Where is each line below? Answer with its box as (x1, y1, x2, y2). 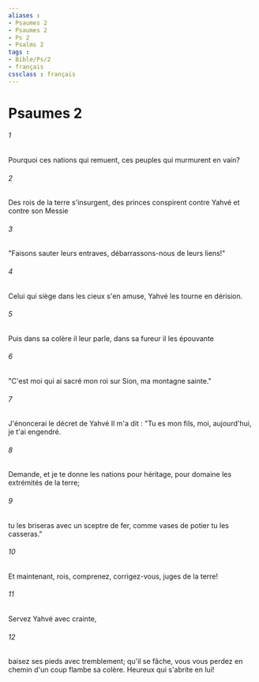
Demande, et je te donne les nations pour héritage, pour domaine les (8, 470, 231, 479)
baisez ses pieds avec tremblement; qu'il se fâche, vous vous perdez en (8, 657, 243, 666)
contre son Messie (8, 206, 69, 215)
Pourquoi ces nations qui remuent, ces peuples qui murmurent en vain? (8, 156, 241, 165)
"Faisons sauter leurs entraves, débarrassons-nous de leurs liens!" (8, 249, 226, 258)
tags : (8, 48, 30, 56)
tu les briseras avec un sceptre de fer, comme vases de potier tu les (8, 520, 229, 530)
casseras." (8, 529, 43, 538)
